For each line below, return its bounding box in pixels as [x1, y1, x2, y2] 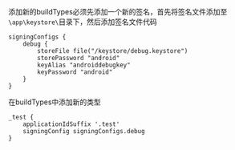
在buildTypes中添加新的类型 [8, 97, 102, 107]
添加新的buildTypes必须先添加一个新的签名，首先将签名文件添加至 [8, 7, 228, 16]
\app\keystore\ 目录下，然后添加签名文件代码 [8, 17, 158, 26]
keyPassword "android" [37, 68, 113, 76]
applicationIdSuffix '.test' [22, 120, 120, 128]
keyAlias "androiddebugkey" [37, 61, 131, 69]
